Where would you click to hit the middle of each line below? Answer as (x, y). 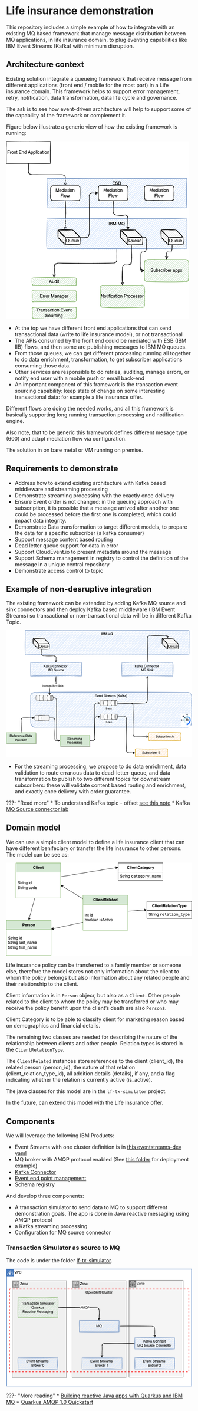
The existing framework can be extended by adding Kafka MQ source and (96, 603)
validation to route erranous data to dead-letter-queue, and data (93, 772)
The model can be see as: (37, 854)
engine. (15, 421)
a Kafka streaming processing (51, 1226)
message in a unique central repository (62, 564)
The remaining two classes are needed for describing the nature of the (92, 1037)
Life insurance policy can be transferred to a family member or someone (94, 965)
